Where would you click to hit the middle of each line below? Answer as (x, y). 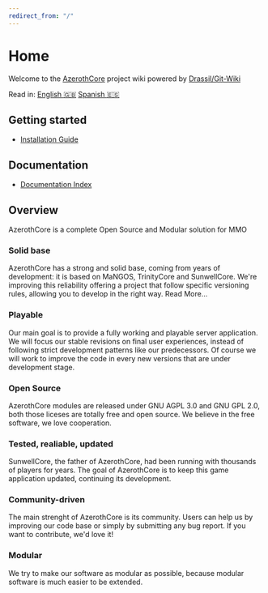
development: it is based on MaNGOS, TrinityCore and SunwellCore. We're (133, 277)
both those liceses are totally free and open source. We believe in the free (132, 414)
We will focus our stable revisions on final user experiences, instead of (126, 341)
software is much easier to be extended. (76, 582)
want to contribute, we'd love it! (61, 535)
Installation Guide (49, 139)
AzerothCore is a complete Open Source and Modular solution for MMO (128, 229)
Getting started (48, 119)
